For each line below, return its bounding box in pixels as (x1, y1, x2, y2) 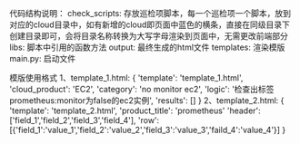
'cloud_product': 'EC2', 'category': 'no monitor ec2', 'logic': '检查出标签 (9, 84, 275, 94)
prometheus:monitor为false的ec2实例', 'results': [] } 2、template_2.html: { (9, 95, 285, 106)
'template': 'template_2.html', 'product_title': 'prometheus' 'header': (9, 105, 261, 116)
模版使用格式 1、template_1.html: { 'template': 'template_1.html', (9, 72, 244, 83)
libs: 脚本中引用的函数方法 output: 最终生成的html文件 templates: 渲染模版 (9, 42, 285, 53)
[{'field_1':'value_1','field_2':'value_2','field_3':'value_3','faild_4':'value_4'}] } (9, 125, 286, 135)
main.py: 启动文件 (9, 53, 75, 63)
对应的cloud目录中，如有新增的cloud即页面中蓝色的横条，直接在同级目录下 (9, 19, 291, 30)
